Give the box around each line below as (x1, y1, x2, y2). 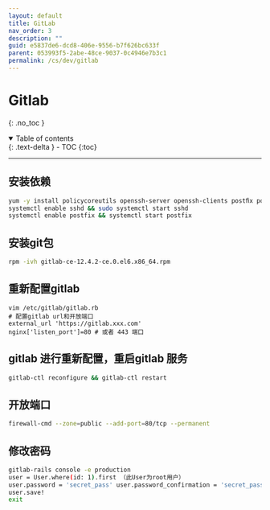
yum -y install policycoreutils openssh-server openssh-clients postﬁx (8, 196, 253, 205)
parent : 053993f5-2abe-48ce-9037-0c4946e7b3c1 (8, 49, 167, 57)
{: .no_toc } (8, 117, 45, 127)
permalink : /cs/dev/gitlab (8, 57, 99, 65)
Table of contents (15, 134, 74, 143)
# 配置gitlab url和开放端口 (8, 312, 94, 320)
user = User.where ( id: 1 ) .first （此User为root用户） (8, 473, 185, 481)
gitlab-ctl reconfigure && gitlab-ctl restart (8, 373, 167, 382)
